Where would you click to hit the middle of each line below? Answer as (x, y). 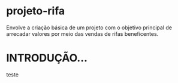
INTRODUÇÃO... (47, 58)
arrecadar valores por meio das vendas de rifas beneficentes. (82, 33)
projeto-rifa (36, 11)
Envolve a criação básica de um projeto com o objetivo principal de (89, 27)
